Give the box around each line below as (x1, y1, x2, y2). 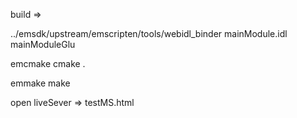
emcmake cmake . (10, 58, 86, 69)
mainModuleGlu (10, 39, 76, 50)
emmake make (10, 77, 71, 89)
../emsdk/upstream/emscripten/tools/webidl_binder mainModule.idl (10, 28, 288, 39)
